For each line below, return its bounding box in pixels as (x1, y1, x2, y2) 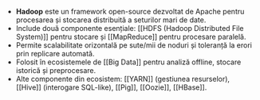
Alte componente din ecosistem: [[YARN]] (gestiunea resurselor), (15, 75, 230, 83)
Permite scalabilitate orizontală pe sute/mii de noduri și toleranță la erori (15, 40, 253, 50)
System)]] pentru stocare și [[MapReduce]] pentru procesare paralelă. (15, 32, 246, 41)
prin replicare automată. (15, 49, 95, 58)
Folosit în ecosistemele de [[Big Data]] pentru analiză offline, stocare (15, 57, 242, 67)
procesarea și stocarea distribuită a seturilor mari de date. (15, 15, 207, 25)
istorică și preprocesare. (15, 66, 97, 75)
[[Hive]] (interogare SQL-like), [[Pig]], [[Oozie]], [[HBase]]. (15, 83, 207, 92)
